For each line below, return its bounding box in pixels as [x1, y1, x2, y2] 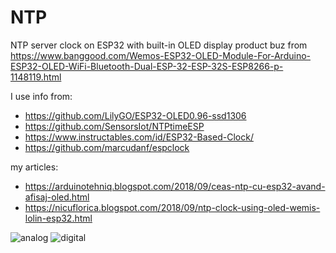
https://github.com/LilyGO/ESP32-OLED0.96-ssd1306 [24, 109, 247, 121]
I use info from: [10, 90, 73, 102]
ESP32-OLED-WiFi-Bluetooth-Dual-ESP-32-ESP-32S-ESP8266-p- [10, 60, 284, 72]
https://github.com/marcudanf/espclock [24, 141, 190, 153]
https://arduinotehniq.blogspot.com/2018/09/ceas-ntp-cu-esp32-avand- [24, 180, 326, 192]
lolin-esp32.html [24, 212, 93, 224]
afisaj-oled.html [24, 191, 90, 203]
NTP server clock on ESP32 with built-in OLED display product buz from [10, 39, 308, 51]
